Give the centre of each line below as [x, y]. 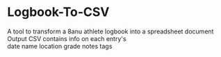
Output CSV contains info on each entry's [67, 38]
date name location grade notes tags [60, 46]
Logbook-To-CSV [58, 12]
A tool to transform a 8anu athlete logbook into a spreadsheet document [110, 31]
